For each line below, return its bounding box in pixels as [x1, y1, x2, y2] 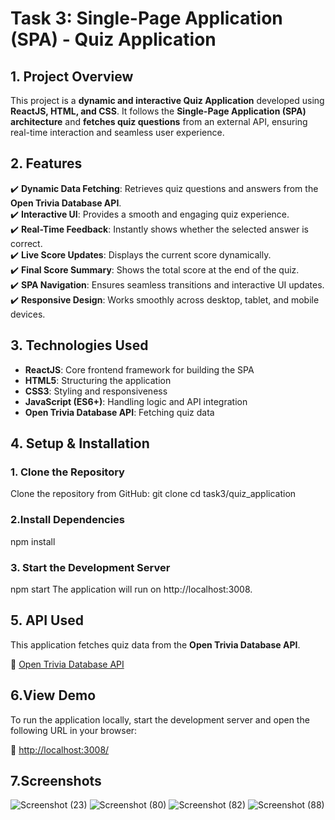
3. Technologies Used [10, 337, 149, 354]
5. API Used [10, 612, 84, 629]
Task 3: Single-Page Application [10, 7, 283, 30]
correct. [10, 237, 43, 249]
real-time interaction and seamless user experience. [10, 127, 225, 138]
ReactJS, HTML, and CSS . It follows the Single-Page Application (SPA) [10, 105, 307, 117]
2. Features [10, 155, 83, 172]
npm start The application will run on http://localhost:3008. [10, 583, 253, 595]
